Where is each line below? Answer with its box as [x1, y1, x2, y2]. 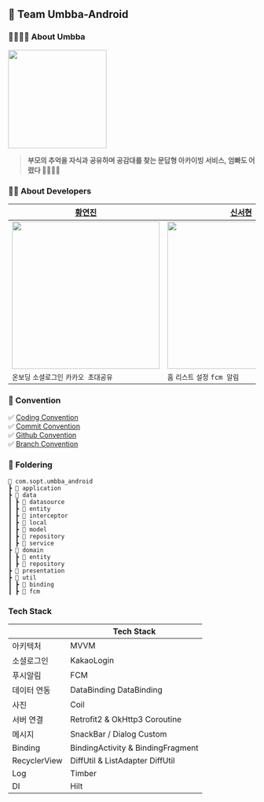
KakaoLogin [70, 654, 115, 665]
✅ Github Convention [8, 430, 77, 440]
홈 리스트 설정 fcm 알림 [167, 373, 240, 381]
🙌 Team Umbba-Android [8, 8, 129, 21]
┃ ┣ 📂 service [8, 539, 55, 547]
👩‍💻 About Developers [8, 186, 92, 197]
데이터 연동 [12, 685, 51, 696]
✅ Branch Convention [8, 440, 79, 449]
